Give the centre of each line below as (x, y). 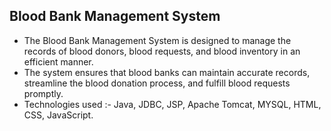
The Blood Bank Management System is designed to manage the (157, 40)
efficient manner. (58, 61)
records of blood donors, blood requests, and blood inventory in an (162, 51)
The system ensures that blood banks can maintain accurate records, (167, 72)
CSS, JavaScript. (58, 115)
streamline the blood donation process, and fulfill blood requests (157, 83)
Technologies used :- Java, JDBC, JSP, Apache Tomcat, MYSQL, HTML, (172, 104)
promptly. (43, 93)
